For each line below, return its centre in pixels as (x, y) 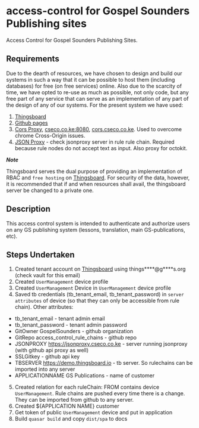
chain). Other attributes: (44, 307)
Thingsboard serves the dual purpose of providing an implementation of (94, 171)
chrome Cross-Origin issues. (50, 135)
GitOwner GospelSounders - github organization (74, 331)
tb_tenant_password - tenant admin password (71, 325)
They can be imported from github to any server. (74, 400)
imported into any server (45, 369)
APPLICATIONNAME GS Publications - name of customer (85, 376)
